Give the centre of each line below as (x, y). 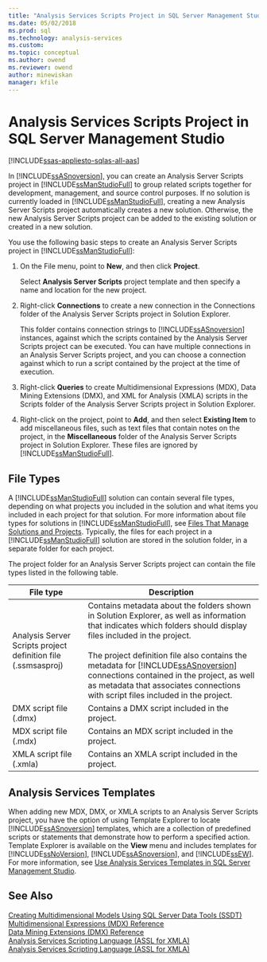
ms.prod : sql (30, 30)
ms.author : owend (37, 61)
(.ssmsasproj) (38, 666)
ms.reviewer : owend (41, 68)
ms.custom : (26, 45)
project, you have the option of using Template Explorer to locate (114, 820)
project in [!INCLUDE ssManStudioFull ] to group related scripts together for (130, 185)
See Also (31, 896)
